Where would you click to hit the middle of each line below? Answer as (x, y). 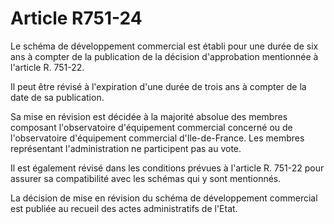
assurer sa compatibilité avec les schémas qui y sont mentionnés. (146, 178)
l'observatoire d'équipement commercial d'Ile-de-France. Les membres (157, 138)
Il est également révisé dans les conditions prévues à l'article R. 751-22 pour (167, 168)
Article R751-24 (76, 18)
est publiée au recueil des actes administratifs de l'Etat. (124, 208)
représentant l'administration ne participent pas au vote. (126, 148)
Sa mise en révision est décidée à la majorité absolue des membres (149, 116)
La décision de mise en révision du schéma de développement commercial (164, 198)
